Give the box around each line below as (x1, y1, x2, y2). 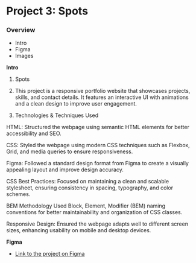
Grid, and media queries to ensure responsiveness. (6, 148, 133, 155)
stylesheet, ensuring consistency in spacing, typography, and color (6, 184, 174, 191)
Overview (6, 26, 36, 34)
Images (14, 52, 34, 60)
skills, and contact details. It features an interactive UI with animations (14, 93, 189, 101)
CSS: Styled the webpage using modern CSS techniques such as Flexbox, (6, 142, 190, 149)
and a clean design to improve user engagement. (14, 100, 138, 107)
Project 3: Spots (6, 4, 89, 18)
